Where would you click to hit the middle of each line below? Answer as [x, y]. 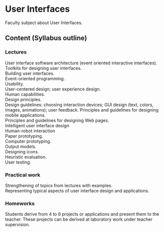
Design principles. [23, 99]
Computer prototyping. [28, 141]
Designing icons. [22, 151]
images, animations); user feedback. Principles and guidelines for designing [82, 110]
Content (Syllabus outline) [46, 38]
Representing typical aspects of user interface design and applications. [77, 191]
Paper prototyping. [24, 136]
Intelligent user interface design [37, 125]
